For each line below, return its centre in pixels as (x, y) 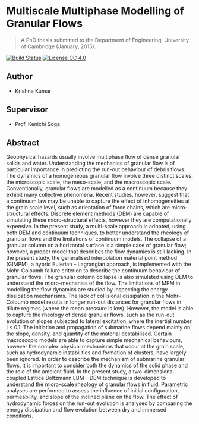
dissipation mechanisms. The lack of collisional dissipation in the (85, 296)
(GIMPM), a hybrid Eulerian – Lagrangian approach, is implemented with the (99, 264)
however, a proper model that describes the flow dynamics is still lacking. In (99, 252)
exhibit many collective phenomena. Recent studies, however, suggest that (98, 195)
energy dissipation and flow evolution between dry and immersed (86, 410)
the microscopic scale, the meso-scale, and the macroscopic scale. (89, 182)
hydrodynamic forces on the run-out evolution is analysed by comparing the (99, 403)
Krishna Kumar (33, 91)
